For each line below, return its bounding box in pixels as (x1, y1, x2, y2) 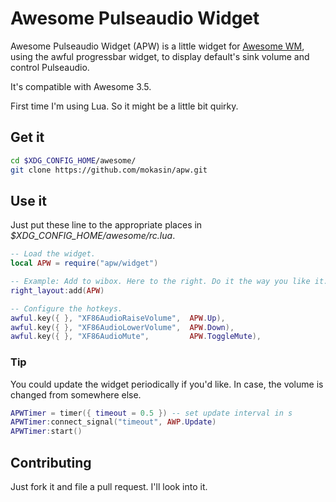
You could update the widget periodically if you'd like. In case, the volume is (10, 378, 324, 390)
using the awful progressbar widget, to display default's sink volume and (10, 50, 310, 62)
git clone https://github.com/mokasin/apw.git (10, 165, 208, 175)
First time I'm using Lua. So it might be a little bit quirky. (10, 100, 239, 112)
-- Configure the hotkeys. (10, 303, 123, 314)
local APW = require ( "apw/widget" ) (10, 258, 159, 269)
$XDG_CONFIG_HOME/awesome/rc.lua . (10, 230, 176, 242)
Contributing (10, 454, 92, 471)
